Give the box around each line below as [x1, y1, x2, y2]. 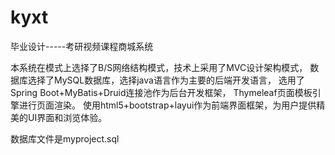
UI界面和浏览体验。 [27, 111, 108, 123]
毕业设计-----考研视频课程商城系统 [10, 40, 154, 52]
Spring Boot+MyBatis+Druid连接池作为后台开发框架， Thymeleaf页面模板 [10, 86, 313, 98]
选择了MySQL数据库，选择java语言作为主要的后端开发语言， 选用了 [27, 74, 305, 86]
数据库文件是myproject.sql [10, 132, 120, 145]
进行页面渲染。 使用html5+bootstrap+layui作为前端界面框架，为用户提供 [18, 99, 317, 111]
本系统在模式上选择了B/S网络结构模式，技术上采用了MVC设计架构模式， [10, 61, 308, 73]
